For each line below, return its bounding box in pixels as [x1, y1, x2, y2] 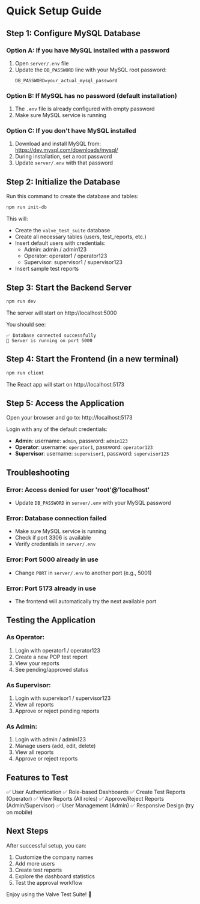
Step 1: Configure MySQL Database [6, 28, 141, 38]
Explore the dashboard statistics [14, 872, 95, 880]
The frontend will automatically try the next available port [14, 597, 157, 604]
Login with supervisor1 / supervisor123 [14, 695, 111, 702]
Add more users [14, 860, 55, 867]
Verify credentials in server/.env [14, 540, 96, 547]
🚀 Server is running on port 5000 [6, 337, 93, 343]
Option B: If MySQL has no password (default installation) [6, 91, 177, 100]
